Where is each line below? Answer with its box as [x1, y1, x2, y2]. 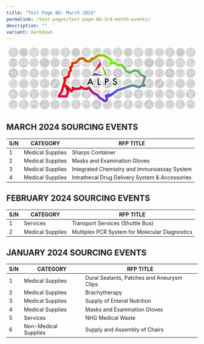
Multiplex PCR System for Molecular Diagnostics [72, 228, 193, 236]
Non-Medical [24, 323, 58, 330]
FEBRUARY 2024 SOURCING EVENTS [6, 193, 151, 203]
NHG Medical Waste [85, 314, 136, 321]
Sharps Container [72, 148, 116, 156]
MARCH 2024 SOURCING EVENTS [6, 122, 138, 133]
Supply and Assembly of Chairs [85, 326, 164, 333]
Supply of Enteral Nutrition [85, 297, 152, 305]
